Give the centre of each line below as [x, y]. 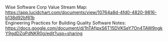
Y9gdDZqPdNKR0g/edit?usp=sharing [44, 33]
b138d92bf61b [20, 18]
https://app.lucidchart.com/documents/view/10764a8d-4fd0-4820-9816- [81, 12]
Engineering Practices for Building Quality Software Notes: [66, 23]
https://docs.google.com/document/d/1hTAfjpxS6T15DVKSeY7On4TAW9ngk [84, 28]
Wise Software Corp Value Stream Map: [46, 7]
